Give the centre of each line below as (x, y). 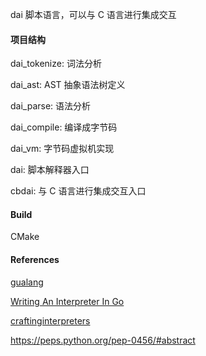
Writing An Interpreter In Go (67, 301)
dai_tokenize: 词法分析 (56, 64)
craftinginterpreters (50, 320)
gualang (27, 282)
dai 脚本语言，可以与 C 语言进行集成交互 (93, 14)
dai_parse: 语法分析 (51, 106)
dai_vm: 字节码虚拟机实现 (62, 149)
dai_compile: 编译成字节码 (64, 127)
